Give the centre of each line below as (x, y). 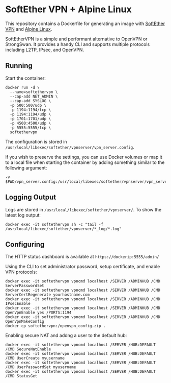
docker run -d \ (22, 87)
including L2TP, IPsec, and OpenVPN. (45, 50)
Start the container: (25, 78)
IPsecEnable (18, 304)
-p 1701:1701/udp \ (31, 118)
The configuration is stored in (36, 141)
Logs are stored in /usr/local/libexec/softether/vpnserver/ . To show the (83, 209)
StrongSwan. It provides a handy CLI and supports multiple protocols (78, 44)
